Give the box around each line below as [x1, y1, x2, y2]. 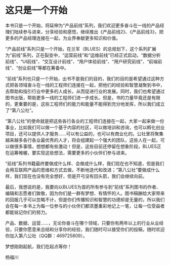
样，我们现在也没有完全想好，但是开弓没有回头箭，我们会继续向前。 [5, 173, 147, 179]
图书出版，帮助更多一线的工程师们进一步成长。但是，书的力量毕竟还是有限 [5, 94, 160, 100]
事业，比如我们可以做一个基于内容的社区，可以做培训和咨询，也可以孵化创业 [5, 124, 165, 130]
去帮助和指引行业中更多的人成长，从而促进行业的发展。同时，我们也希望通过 [5, 88, 165, 94]
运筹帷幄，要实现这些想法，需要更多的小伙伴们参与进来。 [9, 149, 130, 156]
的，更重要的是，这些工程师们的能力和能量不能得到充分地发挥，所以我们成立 [5, 101, 165, 107]
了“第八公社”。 [5, 107, 36, 113]
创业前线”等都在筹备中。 [18, 64, 69, 71]
